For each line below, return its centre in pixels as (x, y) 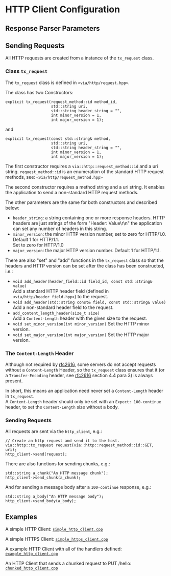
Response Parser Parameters (53, 28)
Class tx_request (26, 71)
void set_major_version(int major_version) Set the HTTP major (81, 335)
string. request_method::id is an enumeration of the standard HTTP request (85, 171)
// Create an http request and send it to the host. (63, 441)
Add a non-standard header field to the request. (63, 307)
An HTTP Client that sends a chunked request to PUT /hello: (68, 563)
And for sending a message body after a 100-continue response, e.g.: (78, 487)
